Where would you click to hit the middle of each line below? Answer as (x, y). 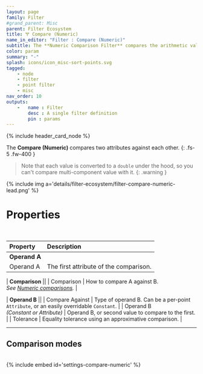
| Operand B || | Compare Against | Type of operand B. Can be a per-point (98, 300)
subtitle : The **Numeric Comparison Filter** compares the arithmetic (97, 46)
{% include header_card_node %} (48, 136)
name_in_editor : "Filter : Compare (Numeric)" (66, 40)
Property (22, 247)
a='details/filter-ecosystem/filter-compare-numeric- (110, 184)
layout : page (23, 12)
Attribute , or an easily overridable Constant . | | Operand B (79, 306)
